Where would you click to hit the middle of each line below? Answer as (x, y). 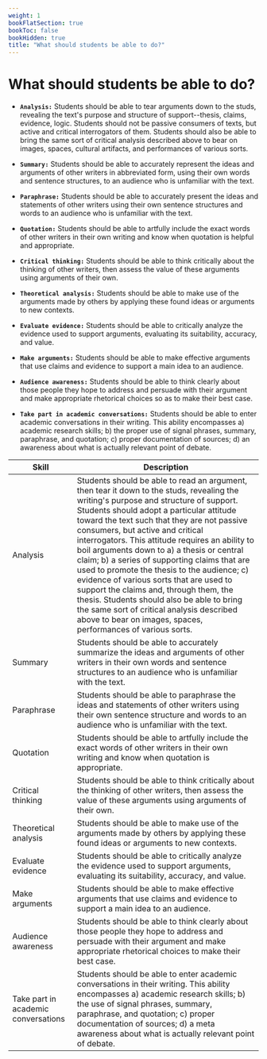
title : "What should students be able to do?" (87, 45)
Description (166, 467)
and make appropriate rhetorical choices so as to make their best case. (136, 399)
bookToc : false (33, 30)
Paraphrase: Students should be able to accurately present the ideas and (139, 196)
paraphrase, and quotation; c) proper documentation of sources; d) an (135, 439)
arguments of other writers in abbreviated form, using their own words (135, 172)
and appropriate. (47, 245)
